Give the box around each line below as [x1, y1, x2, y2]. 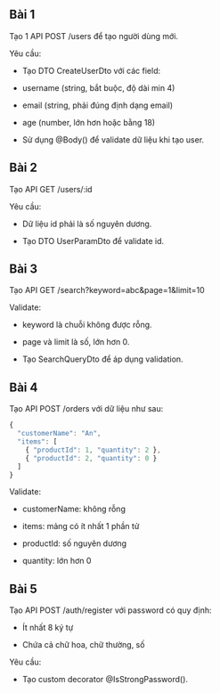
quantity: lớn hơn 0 [21, 556, 92, 567]
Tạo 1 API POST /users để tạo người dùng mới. [9, 30, 179, 41]
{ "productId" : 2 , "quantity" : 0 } [25, 453, 158, 462]
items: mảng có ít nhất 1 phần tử [21, 521, 140, 532]
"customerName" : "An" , [17, 429, 102, 438]
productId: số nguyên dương [21, 538, 127, 549]
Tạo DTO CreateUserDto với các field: [21, 65, 161, 76]
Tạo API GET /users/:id [9, 183, 93, 194]
